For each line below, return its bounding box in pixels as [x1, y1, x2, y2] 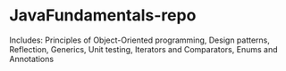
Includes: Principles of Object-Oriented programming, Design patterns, [9, 35, 271, 45]
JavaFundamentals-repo [9, 5, 197, 26]
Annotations [9, 53, 55, 64]
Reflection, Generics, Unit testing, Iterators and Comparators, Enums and [9, 43, 278, 54]
